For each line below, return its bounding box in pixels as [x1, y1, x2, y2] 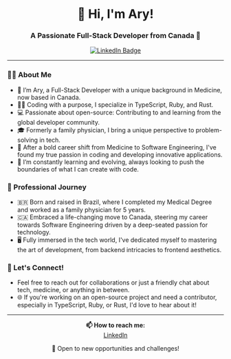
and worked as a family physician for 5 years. [16, 206, 146, 214]
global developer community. [16, 118, 100, 126]
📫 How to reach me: [85, 321, 146, 329]
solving [16, 136, 38, 144]
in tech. [39, 136, 60, 144]
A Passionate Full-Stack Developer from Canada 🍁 [30, 31, 201, 41]
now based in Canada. [16, 93, 81, 101]
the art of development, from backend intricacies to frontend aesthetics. [16, 246, 222, 254]
